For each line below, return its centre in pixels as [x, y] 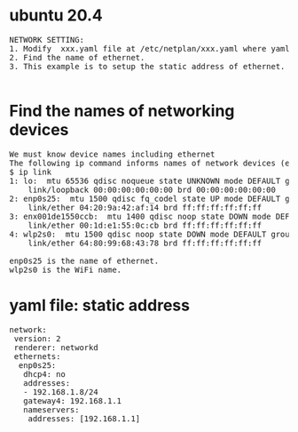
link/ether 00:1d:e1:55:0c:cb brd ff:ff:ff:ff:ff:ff [145, 225]
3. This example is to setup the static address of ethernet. [147, 66]
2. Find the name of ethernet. [77, 57]
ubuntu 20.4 [56, 16]
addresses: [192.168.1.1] [84, 418]
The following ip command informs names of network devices [143, 163]
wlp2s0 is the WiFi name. [66, 269]
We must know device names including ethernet [112, 154]
